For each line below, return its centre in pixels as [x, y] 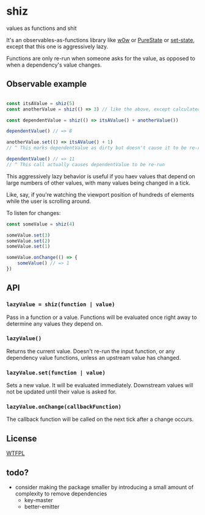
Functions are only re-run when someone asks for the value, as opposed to [101, 58]
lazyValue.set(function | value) [56, 373]
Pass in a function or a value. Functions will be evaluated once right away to [102, 317]
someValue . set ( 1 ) [28, 247]
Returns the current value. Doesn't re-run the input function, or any [91, 351]
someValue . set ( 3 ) [28, 235]
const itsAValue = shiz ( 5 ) [41, 103]
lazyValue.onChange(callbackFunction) [64, 407]
